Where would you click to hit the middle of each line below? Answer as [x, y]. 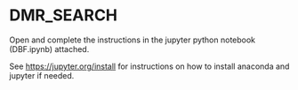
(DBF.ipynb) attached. [49, 49]
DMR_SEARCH [64, 15]
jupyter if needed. [42, 75]
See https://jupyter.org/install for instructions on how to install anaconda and [149, 66]
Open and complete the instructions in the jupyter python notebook [133, 40]
